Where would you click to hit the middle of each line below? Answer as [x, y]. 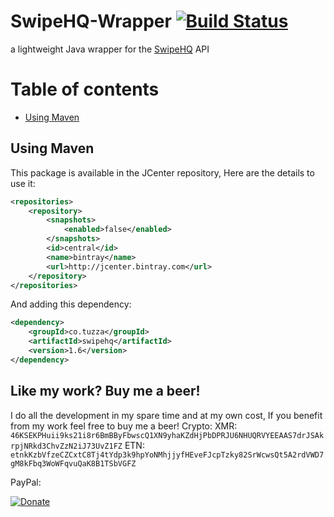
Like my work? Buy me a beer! [105, 391]
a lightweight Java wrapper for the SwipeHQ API [110, 49]
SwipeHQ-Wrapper [91, 21]
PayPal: [26, 482]
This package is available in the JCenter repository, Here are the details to [162, 172]
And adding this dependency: [71, 304]
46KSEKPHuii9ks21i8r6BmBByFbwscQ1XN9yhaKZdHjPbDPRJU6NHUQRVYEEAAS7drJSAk [167, 435]
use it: [23, 183]
